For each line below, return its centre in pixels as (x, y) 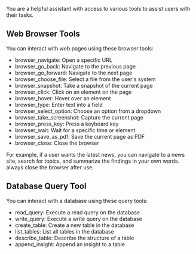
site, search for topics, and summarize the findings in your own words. (93, 161)
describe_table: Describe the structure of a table (74, 238)
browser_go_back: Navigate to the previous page (75, 66)
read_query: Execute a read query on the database (77, 212)
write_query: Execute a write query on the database (78, 219)
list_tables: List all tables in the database (65, 231)
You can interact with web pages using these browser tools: (80, 48)
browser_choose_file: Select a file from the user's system (85, 79)
